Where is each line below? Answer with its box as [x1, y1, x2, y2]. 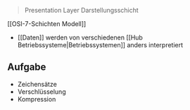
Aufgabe [7, 61, 46, 73]
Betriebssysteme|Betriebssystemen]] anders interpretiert [17, 41, 184, 49]
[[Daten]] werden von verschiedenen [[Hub [17, 33, 143, 42]
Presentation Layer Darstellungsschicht [24, 6, 139, 14]
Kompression [17, 94, 56, 103]
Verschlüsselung [17, 87, 66, 96]
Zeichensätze [17, 80, 58, 88]
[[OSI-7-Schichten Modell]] [7, 20, 87, 28]
